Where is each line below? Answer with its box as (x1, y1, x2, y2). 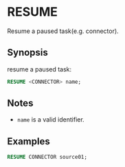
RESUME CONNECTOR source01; (7, 154, 88, 161)
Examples (7, 135, 50, 147)
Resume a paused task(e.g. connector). (7, 27, 119, 35)
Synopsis (7, 47, 48, 58)
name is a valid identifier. (16, 115, 84, 124)
